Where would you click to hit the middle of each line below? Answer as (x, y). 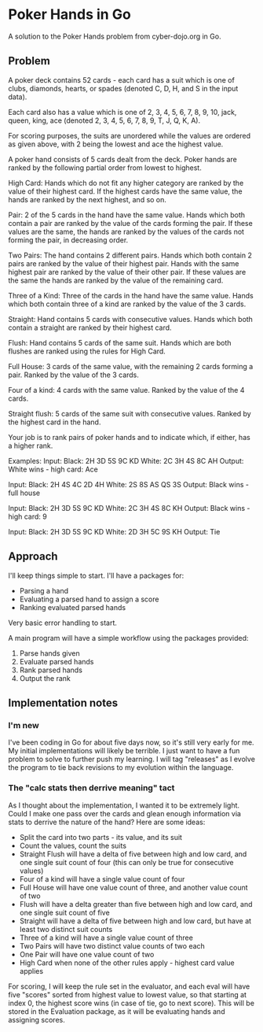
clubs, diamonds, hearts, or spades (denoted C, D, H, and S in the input (123, 88)
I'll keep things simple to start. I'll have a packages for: (96, 575)
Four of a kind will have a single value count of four (102, 878)
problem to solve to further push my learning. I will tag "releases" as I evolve (131, 759)
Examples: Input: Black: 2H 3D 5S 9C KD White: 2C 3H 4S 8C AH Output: (126, 461)
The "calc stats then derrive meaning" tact (91, 788)
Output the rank (45, 678)
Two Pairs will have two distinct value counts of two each (112, 945)
